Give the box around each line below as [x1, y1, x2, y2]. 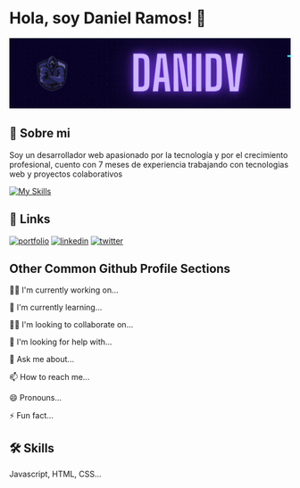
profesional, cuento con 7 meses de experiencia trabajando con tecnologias [9, 159, 288, 170]
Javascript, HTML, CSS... [9, 468, 102, 480]
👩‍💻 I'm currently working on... [9, 285, 119, 295]
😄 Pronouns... [9, 393, 62, 403]
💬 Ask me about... [9, 354, 74, 365]
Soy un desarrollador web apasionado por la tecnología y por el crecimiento [9, 149, 288, 160]
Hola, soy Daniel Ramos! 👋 [9, 8, 207, 29]
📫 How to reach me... [9, 372, 90, 383]
